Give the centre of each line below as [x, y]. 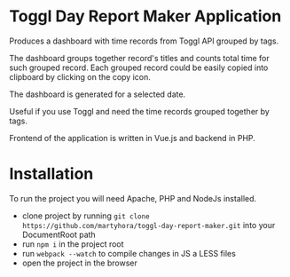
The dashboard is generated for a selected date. [98, 94]
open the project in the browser [79, 263]
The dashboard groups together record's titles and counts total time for [139, 58]
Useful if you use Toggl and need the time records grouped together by [140, 111]
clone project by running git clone [86, 216]
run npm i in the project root [73, 244]
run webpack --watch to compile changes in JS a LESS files [129, 253]
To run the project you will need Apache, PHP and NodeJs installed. [133, 198]
